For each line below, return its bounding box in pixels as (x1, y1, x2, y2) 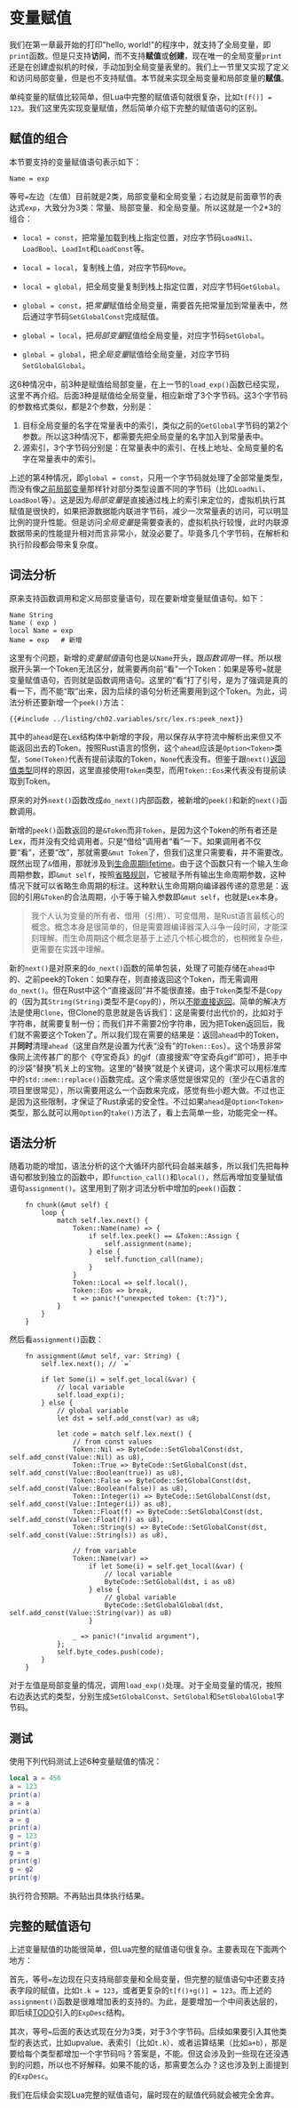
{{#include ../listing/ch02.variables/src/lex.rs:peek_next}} (9, 714, 244, 723)
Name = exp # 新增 (9, 635, 82, 645)
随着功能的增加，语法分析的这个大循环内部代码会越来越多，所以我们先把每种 (9, 1161, 289, 1171)
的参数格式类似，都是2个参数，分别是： (9, 401, 154, 412)
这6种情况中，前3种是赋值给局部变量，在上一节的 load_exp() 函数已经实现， (9, 379, 284, 390)
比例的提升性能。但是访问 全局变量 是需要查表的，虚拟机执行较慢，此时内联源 (9, 517, 289, 527)
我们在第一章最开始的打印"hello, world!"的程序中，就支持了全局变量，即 (9, 39, 271, 50)
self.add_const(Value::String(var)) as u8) (9, 1609, 173, 1618)
